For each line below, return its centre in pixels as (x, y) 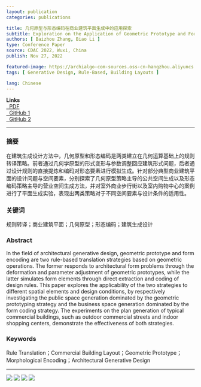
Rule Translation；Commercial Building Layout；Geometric (79, 353)
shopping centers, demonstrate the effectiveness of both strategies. (90, 323)
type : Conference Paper (36, 45)
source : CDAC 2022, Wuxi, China (46, 51)
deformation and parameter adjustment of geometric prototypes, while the (98, 273)
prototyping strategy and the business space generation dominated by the (98, 304)
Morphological (24, 360)
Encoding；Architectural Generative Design (97, 360)
